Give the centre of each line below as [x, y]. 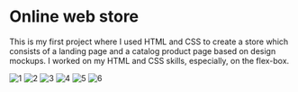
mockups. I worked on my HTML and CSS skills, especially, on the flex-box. [149, 60]
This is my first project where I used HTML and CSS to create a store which [149, 41]
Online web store [74, 17]
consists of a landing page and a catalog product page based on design [143, 51]
